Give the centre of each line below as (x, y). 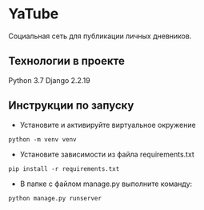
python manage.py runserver (55, 198)
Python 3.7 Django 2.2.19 (49, 80)
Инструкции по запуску (71, 106)
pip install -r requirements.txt (64, 168)
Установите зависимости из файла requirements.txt (107, 154)
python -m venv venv (43, 139)
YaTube (34, 14)
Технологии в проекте (67, 61)
